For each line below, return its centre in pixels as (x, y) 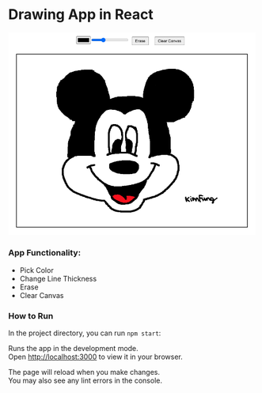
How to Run (31, 316)
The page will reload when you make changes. (84, 372)
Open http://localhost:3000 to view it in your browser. (96, 357)
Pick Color (36, 270)
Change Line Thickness (58, 278)
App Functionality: (45, 253)
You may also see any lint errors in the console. (85, 380)
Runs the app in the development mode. (73, 348)
